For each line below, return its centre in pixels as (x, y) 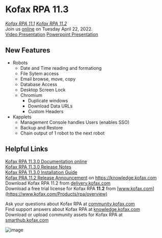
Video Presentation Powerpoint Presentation (52, 34)
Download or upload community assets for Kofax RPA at (64, 215)
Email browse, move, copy (48, 79)
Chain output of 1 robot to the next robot (62, 133)
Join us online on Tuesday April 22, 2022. (49, 29)
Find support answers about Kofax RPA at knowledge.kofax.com (73, 209)
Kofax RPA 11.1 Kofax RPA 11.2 (36, 23)
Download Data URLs (50, 106)
